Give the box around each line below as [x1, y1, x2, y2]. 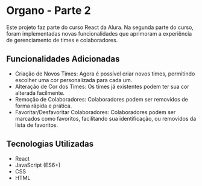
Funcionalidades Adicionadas [6, 54, 120, 64]
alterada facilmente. [14, 89, 65, 97]
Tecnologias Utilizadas [6, 139, 94, 149]
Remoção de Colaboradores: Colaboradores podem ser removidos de [14, 95, 188, 103]
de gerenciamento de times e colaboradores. [6, 36, 118, 43]
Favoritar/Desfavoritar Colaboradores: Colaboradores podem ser [14, 108, 176, 115]
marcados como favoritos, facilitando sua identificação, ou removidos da [14, 115, 197, 122]
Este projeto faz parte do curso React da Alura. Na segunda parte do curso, [6, 24, 194, 31]
